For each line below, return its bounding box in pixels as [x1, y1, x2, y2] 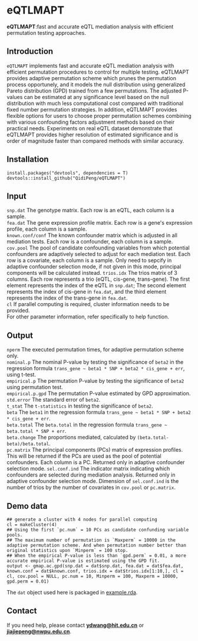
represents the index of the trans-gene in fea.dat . [6, 294, 128, 301]
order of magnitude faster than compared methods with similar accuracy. [6, 137, 184, 144]
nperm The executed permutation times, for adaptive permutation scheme [6, 346, 184, 353]
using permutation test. [6, 384, 64, 391]
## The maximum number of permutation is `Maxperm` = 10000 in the [6, 537, 176, 543]
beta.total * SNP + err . [6, 428, 67, 435]
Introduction [6, 47, 54, 57]
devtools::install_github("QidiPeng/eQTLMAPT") [6, 175, 126, 181]
